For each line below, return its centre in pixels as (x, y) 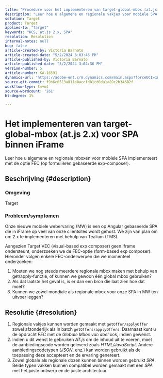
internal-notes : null (27, 41)
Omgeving (18, 192)
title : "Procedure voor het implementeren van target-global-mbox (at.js (81, 9)
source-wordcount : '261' (30, 91)
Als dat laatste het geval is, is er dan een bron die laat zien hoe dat (78, 282)
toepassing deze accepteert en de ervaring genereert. (66, 355)
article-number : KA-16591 (31, 73)
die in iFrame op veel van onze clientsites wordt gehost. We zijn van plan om (81, 231)
